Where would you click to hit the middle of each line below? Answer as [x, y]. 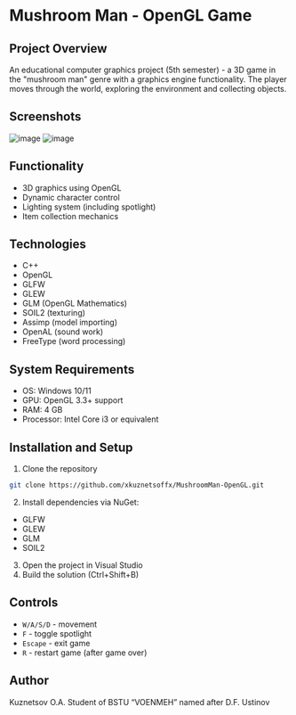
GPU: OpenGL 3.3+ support [72, 400]
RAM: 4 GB [42, 410]
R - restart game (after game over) [84, 653]
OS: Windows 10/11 [56, 391]
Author [29, 681]
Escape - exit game [56, 643]
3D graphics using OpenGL [72, 187]
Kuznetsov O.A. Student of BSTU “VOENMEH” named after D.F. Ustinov [140, 702]
